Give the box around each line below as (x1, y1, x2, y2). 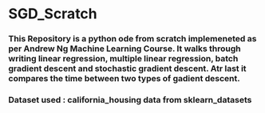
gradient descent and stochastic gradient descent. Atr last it (8, 63, 247, 74)
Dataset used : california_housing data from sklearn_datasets (8, 95, 252, 106)
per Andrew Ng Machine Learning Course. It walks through (8, 43, 241, 54)
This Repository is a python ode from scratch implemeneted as (8, 33, 257, 45)
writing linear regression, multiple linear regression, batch (8, 53, 239, 64)
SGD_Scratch (8, 5, 97, 23)
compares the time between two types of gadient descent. (8, 73, 241, 84)
